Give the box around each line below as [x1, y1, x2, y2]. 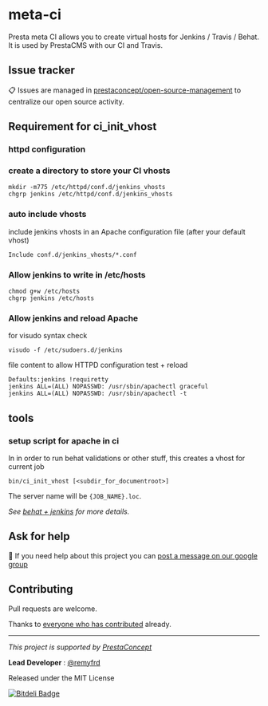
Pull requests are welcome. [8, 604, 97, 613]
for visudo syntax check [8, 331, 88, 341]
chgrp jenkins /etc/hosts [8, 294, 94, 302]
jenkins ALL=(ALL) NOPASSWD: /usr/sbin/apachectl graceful [8, 383, 209, 391]
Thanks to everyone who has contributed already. [8, 619, 171, 629]
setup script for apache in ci [8, 435, 120, 446]
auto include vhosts [8, 209, 87, 220]
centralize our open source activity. [8, 97, 125, 106]
